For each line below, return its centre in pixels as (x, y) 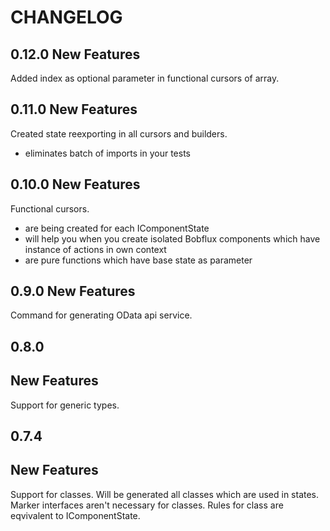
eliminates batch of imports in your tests (107, 153)
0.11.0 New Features (74, 109)
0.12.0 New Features (75, 54)
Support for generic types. (65, 405)
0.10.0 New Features (75, 184)
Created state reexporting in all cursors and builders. (119, 133)
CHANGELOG (66, 17)
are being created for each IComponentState (117, 228)
